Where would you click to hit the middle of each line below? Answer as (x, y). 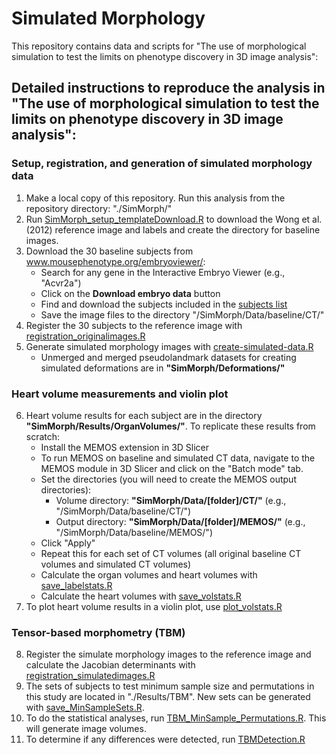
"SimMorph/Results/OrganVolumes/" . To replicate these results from (170, 426)
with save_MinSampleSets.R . (85, 708)
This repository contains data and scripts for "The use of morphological (159, 46)
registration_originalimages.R (85, 336)
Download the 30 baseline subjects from (109, 251)
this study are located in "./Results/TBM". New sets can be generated (168, 697)
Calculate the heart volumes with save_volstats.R (141, 596)
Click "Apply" (68, 543)
